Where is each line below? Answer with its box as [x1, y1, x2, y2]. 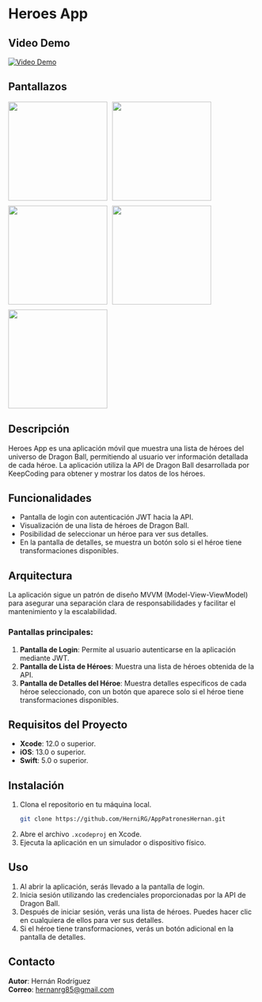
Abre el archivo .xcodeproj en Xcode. [19, 829, 142, 839]
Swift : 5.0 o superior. [19, 756, 89, 765]
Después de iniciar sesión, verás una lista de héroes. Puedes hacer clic [19, 907, 252, 917]
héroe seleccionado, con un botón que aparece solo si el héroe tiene [19, 686, 244, 696]
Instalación [8, 779, 65, 792]
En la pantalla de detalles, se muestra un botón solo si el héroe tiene [19, 537, 242, 547]
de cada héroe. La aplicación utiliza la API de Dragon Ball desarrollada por [8, 460, 250, 469]
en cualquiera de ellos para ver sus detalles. [19, 915, 164, 924]
